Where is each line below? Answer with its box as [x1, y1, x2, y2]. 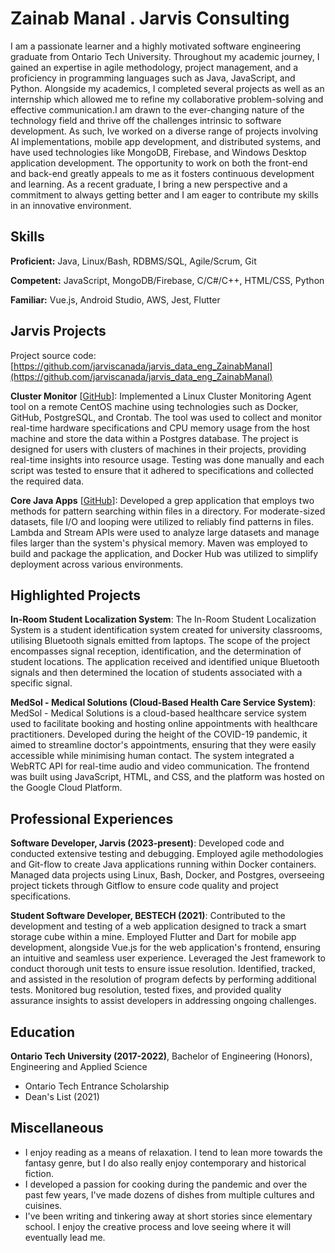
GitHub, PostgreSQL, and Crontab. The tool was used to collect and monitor [10, 411, 323, 423]
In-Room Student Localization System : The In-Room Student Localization [10, 613, 317, 626]
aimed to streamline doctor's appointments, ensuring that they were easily [10, 739, 317, 751]
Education [10, 1023, 76, 1041]
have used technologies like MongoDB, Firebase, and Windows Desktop [10, 146, 307, 158]
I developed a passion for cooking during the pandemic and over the [24, 1178, 308, 1190]
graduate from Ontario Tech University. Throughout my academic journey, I [10, 50, 320, 62]
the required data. [10, 475, 85, 487]
